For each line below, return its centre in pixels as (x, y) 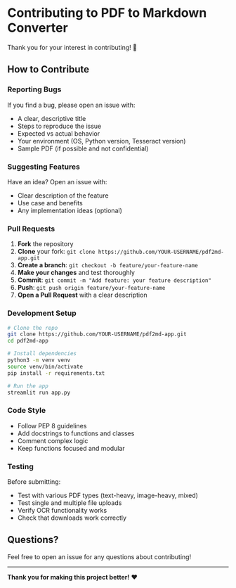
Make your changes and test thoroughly (76, 273)
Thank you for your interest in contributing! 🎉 (72, 47)
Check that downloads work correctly (72, 518)
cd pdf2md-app (28, 341)
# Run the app (28, 386)
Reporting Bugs (34, 89)
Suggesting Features (44, 167)
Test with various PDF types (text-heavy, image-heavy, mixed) (108, 495)
